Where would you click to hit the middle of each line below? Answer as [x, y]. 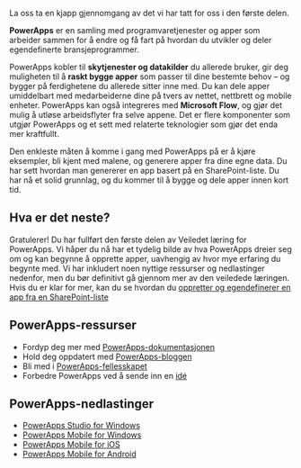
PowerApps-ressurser [73, 325]
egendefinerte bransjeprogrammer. [74, 49]
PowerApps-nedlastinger [82, 404]
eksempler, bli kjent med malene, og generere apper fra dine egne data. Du [148, 161]
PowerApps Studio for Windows [81, 426]
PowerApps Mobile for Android [79, 454]
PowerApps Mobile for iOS [71, 445]
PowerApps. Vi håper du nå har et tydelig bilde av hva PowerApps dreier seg [150, 249]
